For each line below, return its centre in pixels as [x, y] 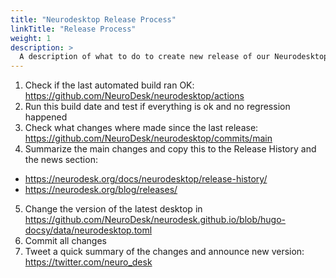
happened [46, 117]
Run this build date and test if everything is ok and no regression [157, 107]
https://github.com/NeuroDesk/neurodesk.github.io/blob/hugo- [155, 220]
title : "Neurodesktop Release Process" [93, 19]
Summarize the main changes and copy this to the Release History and [170, 149]
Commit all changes [65, 241]
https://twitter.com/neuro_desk [88, 262]
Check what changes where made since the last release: [141, 128]
